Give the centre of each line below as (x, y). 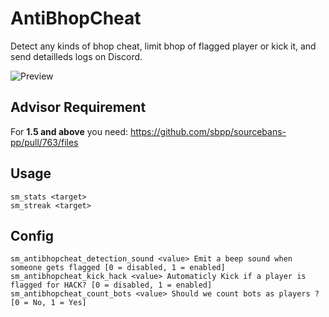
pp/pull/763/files (44, 142)
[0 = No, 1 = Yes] (48, 303)
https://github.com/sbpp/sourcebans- (208, 131)
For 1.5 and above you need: (69, 131)
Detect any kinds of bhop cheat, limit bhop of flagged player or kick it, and (163, 46)
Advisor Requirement (78, 107)
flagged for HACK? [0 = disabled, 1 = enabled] (111, 285)
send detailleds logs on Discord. (76, 56)
